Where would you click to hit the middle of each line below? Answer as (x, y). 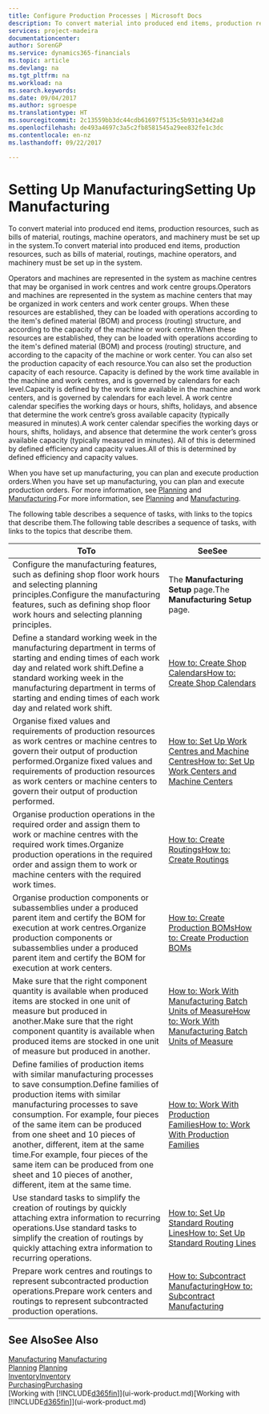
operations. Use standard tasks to (75, 1228)
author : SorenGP (35, 46)
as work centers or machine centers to (85, 781)
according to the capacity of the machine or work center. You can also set (130, 355)
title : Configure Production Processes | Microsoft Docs (105, 16)
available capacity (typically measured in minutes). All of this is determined (132, 440)
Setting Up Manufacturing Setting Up (132, 189)
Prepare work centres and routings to (82, 1271)
